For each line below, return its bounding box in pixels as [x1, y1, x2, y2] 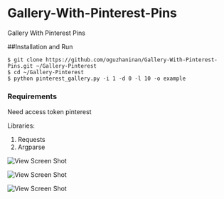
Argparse [17, 143, 46, 151]
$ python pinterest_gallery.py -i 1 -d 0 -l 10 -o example [7, 75, 186, 82]
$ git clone [7, 56, 43, 63]
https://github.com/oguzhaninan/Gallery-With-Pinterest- [45, 56, 218, 63]
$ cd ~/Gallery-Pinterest [7, 68, 84, 76]
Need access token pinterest [7, 108, 92, 116]
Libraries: [7, 121, 36, 130]
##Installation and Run [7, 42, 73, 51]
